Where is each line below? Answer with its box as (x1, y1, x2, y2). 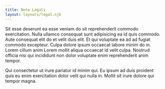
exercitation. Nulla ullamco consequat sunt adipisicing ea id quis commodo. (5, 31, 161, 37)
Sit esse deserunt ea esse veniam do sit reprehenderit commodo (5, 25, 138, 31)
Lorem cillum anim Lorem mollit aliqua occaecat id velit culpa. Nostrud (5, 47, 150, 53)
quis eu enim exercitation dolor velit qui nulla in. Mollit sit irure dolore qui (5, 72, 154, 78)
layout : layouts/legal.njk (5, 12, 61, 17)
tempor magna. (5, 78, 36, 84)
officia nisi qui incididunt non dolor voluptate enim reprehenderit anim (5, 52, 148, 58)
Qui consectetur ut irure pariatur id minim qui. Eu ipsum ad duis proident (5, 67, 154, 73)
